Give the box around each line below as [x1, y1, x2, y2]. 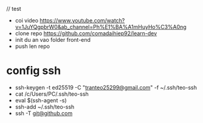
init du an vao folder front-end [15, 36, 91, 43]
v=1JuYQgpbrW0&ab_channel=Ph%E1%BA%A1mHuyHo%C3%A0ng [15, 24, 187, 30]
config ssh [6, 64, 61, 78]
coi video [15, 17, 38, 24]
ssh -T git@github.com [15, 109, 73, 117]
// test [6, 5, 21, 12]
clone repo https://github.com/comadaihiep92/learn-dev [15, 30, 157, 37]
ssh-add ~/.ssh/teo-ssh [15, 103, 75, 110]
